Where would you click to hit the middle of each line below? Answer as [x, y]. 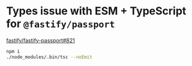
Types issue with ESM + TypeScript [96, 11]
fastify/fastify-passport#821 [40, 40]
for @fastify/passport [61, 24]
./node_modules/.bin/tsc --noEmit [49, 57]
